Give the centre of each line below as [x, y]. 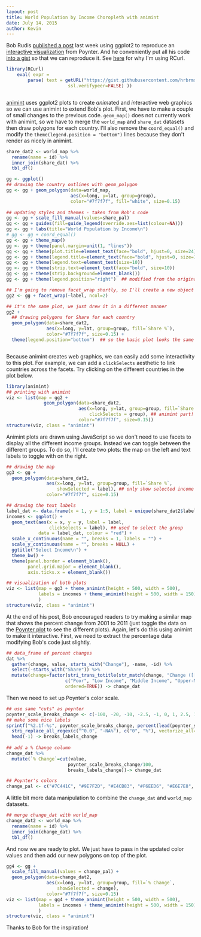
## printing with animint [38, 392]
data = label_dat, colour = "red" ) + [85, 533]
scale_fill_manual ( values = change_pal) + [65, 872]
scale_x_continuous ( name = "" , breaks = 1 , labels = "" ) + [87, 539]
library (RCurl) [25, 69]
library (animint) [28, 387]
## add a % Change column [38, 748]
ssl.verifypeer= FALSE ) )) [100, 86]
